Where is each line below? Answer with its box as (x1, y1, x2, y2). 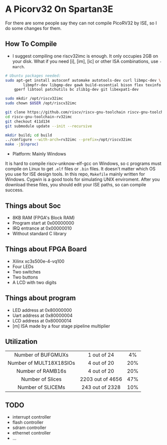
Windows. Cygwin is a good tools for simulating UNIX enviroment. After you (5, 176, 160, 182)
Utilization (5, 337, 38, 346)
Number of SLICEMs (17, 384, 66, 391)
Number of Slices (21, 376, 62, 383)
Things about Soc (5, 201, 61, 210)
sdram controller (12, 425, 46, 431)
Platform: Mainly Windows (12, 151, 66, 157)
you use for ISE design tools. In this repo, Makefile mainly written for (5, 171, 145, 177)
